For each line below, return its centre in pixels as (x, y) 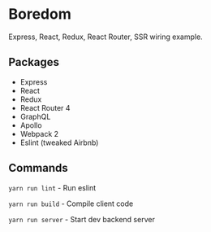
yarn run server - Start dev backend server (82, 219)
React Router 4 (45, 107)
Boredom (40, 14)
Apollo (31, 125)
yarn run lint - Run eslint (52, 187)
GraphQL (35, 116)
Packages (34, 62)
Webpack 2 (39, 134)
